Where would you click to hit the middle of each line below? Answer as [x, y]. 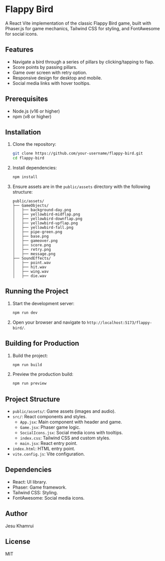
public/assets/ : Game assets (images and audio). [64, 411]
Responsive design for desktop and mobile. [57, 78]
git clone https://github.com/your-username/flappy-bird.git [78, 154]
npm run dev [25, 313]
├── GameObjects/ [31, 206]
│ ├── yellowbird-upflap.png [45, 223]
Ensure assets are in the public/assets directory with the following [81, 186]
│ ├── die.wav [29, 276]
